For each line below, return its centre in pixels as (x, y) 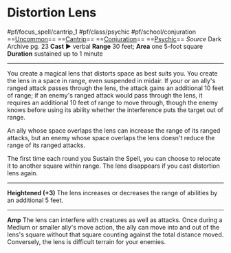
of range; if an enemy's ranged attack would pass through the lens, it (105, 95)
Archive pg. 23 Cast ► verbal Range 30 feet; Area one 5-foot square (105, 46)
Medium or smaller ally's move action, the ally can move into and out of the (113, 227)
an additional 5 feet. (35, 200)
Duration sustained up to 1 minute (55, 54)
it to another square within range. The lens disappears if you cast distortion (113, 166)
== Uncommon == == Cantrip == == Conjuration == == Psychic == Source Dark (114, 38)
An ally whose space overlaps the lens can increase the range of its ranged (114, 130)
